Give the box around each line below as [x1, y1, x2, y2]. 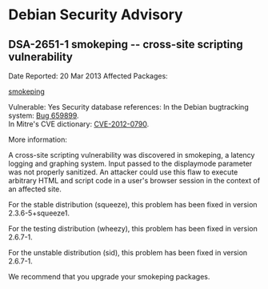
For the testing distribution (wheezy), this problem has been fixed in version [8, 224, 258, 233]
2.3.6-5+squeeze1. [8, 208, 70, 218]
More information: [8, 134, 68, 144]
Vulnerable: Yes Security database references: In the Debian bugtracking [8, 102, 250, 111]
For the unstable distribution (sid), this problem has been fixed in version [8, 248, 248, 257]
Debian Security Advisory [8, 6, 183, 24]
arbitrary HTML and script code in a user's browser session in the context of [8, 176, 261, 185]
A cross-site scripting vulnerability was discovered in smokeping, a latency [8, 151, 255, 159]
